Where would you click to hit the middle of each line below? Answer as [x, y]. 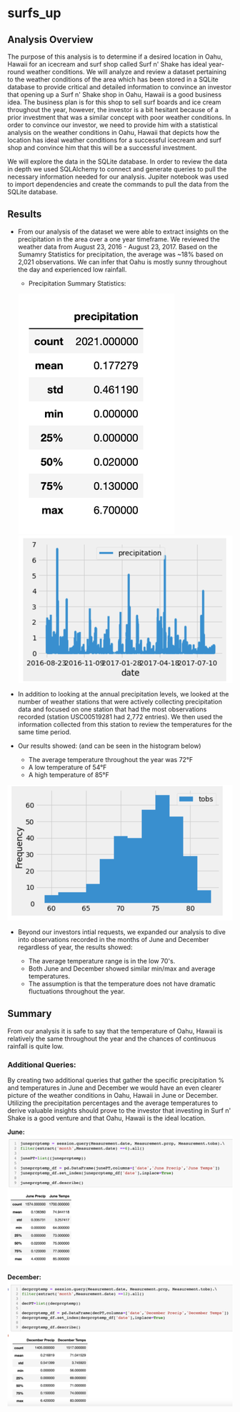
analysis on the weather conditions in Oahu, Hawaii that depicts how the [114, 132]
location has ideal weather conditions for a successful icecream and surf [114, 140]
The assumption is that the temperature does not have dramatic [122, 984]
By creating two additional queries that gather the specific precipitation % [116, 1081]
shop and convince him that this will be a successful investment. [102, 147]
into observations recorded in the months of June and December [113, 940]
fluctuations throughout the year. [76, 991]
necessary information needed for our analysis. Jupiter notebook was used [118, 177]
